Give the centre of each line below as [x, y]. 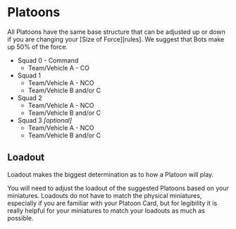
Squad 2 [30, 98]
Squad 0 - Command [48, 60]
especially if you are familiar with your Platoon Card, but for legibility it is [112, 203]
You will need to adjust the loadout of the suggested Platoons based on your [118, 188]
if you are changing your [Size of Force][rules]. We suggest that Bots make [116, 39]
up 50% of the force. [38, 47]
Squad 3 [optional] [45, 120]
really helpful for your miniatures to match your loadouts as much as [106, 210]
